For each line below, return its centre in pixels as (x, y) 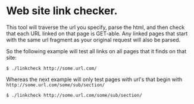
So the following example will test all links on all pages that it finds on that (96, 51)
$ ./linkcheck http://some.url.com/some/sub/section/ (74, 95)
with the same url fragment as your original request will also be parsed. (93, 40)
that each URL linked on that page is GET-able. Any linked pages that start (97, 33)
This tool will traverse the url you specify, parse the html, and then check (96, 27)
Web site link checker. (62, 11)
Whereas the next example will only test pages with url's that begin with (94, 79)
